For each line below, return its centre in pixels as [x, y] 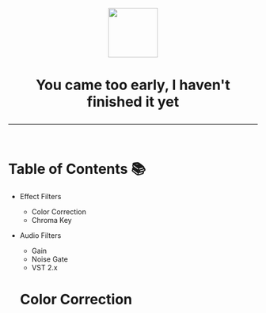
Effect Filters [40, 197]
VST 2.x [44, 268]
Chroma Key [52, 221]
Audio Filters [40, 236]
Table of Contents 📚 [77, 169]
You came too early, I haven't [133, 85]
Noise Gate [50, 259]
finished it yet [133, 102]
